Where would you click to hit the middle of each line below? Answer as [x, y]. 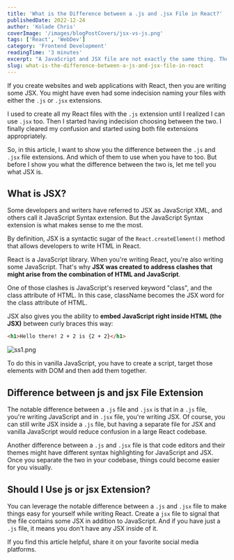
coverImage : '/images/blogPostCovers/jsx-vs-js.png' [85, 33]
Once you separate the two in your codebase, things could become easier [114, 460]
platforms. [22, 549]
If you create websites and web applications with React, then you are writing [117, 85]
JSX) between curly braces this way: [60, 324]
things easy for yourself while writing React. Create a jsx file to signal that [114, 513]
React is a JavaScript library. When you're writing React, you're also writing [115, 259]
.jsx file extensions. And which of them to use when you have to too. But [112, 157]
